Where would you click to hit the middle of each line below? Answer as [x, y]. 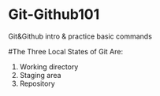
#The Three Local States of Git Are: [66, 51]
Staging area [40, 75]
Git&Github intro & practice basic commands [80, 36]
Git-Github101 [54, 15]
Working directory [49, 66]
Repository [37, 83]
